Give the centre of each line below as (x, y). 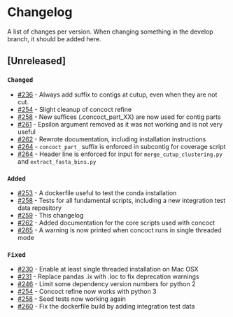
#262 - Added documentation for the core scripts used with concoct (116, 223)
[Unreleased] (37, 61)
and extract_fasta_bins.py (57, 161)
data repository (39, 208)
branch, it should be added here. (54, 38)
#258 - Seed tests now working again (71, 299)
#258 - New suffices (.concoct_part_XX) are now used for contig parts (119, 117)
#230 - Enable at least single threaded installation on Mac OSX (108, 269)
